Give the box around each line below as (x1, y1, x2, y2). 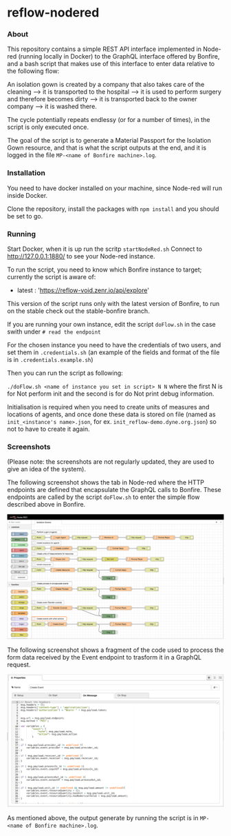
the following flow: (7, 67, 60, 75)
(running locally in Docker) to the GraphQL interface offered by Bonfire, (18, 52, 220, 61)
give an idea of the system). (7, 465, 86, 473)
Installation (7, 168, 46, 178)
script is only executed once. (7, 123, 89, 132)
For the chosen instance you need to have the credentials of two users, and (7, 341, 221, 349)
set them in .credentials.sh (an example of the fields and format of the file (7, 348, 220, 356)
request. (7, 660, 31, 669)
